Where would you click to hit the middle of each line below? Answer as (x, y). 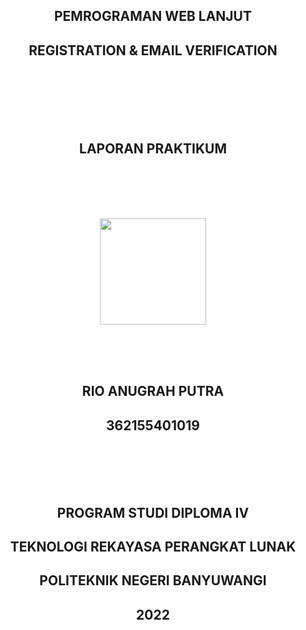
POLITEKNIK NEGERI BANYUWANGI (153, 580)
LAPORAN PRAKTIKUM (153, 148)
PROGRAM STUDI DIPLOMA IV (153, 512)
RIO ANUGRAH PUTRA (153, 391)
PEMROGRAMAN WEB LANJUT (153, 16)
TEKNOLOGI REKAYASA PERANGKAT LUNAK (153, 547)
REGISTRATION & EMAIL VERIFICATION (153, 50)
